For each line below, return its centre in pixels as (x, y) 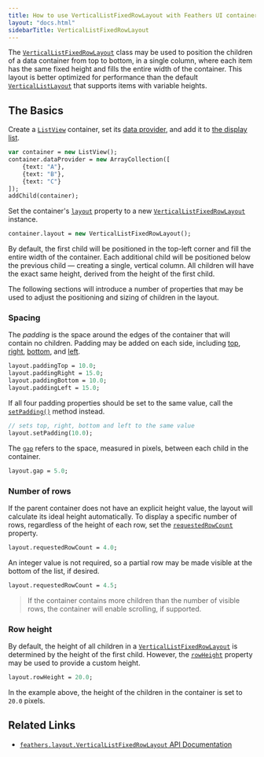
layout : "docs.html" (42, 23)
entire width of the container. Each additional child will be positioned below (130, 257)
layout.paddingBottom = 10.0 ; (58, 381)
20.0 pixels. (27, 700)
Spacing (24, 318)
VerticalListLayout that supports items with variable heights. (108, 86)
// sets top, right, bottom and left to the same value (101, 425)
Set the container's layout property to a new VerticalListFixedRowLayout (127, 211)
